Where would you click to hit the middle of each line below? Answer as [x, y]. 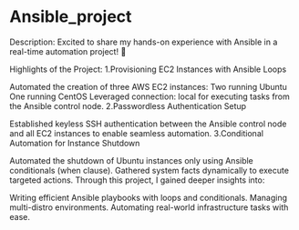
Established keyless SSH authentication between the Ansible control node [148, 124]
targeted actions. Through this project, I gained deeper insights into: [137, 180]
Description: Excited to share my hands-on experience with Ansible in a [144, 42]
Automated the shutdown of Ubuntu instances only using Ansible [131, 160]
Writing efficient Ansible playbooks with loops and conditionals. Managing [149, 197]
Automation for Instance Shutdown [75, 143]
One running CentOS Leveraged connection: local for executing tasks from [149, 96]
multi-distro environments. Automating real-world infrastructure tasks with [149, 207]
